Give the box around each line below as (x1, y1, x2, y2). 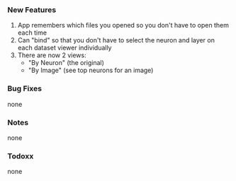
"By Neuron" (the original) (28, 59, 105, 67)
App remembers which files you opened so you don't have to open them (17, 21, 229, 30)
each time (17, 28, 47, 37)
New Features (7, 5, 57, 15)
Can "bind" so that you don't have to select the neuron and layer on (17, 36, 215, 45)
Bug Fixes (7, 83, 43, 93)
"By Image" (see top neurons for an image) (28, 66, 154, 75)
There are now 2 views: (17, 51, 86, 59)
